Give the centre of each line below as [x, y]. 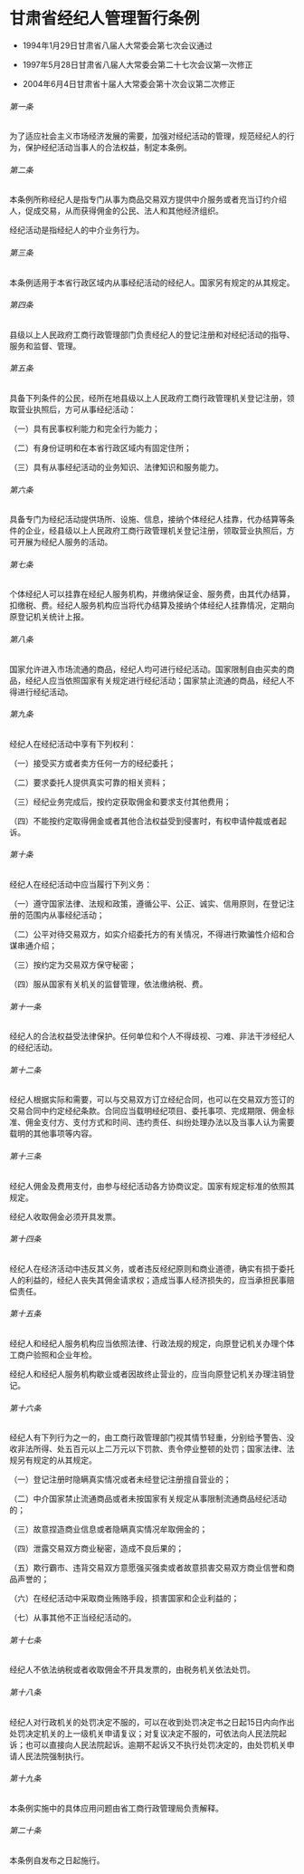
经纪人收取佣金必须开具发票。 [65, 1216]
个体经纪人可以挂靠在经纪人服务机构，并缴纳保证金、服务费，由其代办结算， [152, 594]
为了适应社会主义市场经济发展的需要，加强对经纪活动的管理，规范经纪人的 [148, 136]
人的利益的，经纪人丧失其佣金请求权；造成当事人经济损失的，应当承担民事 [148, 1280]
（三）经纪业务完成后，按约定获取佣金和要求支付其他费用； [120, 802]
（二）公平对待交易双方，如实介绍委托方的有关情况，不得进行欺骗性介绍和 [148, 934]
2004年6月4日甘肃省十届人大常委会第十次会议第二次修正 [128, 83]
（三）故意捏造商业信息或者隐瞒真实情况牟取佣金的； [109, 1529]
